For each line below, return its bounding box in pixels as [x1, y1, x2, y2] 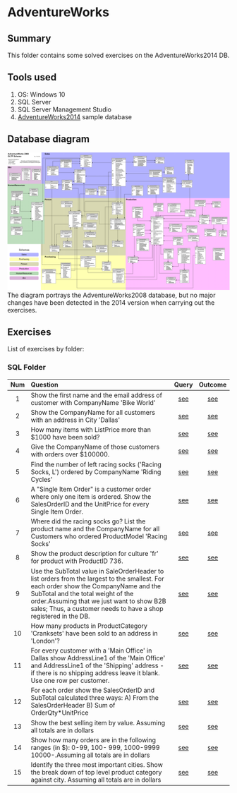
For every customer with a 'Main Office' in [30, 646, 152, 655]
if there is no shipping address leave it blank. [30, 669, 160, 677]
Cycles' [30, 475, 53, 483]
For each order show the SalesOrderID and [30, 686, 155, 695]
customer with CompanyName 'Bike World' [30, 398, 156, 406]
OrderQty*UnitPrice [30, 708, 89, 717]
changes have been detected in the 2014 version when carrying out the [7, 298, 215, 307]
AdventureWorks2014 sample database [17, 112, 133, 121]
